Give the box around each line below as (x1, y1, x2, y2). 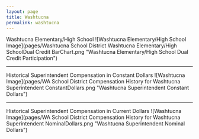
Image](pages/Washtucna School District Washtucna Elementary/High (6, 42, 178, 49)
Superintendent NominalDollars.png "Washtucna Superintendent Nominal (6, 120, 185, 127)
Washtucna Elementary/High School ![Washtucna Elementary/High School (6, 36, 187, 43)
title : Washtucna (6, 14, 49, 20)
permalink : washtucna (6, 20, 60, 25)
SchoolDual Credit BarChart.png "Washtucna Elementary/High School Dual (6, 49, 188, 56)
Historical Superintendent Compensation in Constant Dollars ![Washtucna (6, 72, 185, 79)
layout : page (6, 8, 38, 15)
